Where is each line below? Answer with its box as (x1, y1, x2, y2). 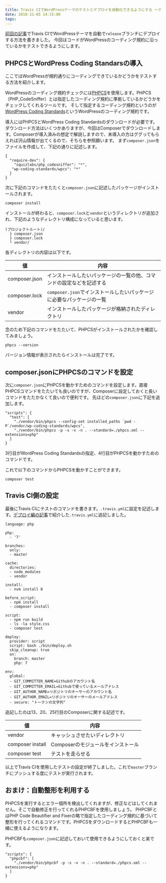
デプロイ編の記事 (13, 512, 48, 518)
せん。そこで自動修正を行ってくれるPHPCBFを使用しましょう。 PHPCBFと (5, 806, 157, 812)
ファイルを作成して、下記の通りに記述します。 (5, 144, 100, 150)
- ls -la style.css (9, 621, 50, 626)
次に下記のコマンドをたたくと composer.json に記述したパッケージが (5, 184, 142, 191)
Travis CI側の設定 (5, 491, 59, 500)
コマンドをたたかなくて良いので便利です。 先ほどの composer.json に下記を (5, 395, 156, 400)
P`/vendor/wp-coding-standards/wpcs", (5, 423, 85, 428)
